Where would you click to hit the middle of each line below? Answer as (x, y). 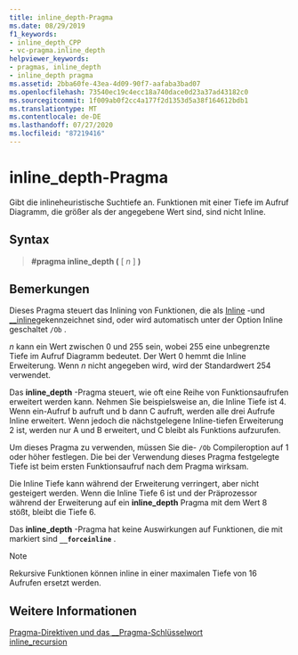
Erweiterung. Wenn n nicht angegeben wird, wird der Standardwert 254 (140, 365)
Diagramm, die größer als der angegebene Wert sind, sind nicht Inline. (138, 211)
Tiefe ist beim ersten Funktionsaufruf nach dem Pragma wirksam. (129, 467)
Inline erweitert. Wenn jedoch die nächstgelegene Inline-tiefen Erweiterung (146, 421)
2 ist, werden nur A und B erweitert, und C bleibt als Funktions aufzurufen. (145, 430)
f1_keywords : (33, 34)
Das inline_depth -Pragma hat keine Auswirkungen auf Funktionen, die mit (146, 529)
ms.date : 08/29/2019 (48, 26)
